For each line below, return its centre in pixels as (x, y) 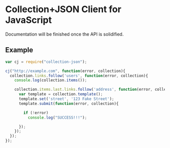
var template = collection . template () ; (60, 94)
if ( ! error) (36, 113)
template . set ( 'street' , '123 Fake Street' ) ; (66, 99)
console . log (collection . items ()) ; (51, 80)
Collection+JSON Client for (63, 9)
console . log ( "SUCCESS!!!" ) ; (57, 118)
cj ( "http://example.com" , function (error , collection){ (65, 71)
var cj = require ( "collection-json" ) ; (46, 62)
